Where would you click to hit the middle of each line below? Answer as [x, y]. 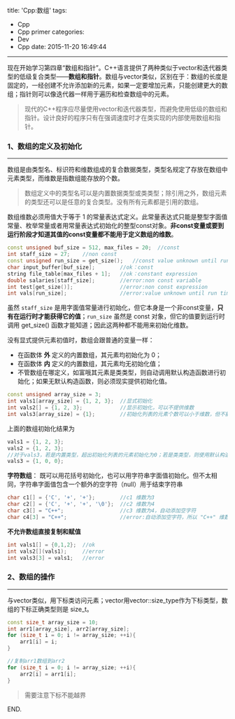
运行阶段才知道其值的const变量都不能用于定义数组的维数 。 [92, 234]
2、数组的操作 [31, 577]
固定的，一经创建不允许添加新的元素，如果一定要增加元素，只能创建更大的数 [117, 85]
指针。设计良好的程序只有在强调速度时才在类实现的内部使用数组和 [119, 117]
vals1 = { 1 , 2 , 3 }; [36, 442]
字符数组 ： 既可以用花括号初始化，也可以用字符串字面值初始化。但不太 [109, 476]
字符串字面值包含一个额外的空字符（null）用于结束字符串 [101, 484]
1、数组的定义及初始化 [45, 146]
